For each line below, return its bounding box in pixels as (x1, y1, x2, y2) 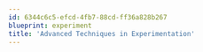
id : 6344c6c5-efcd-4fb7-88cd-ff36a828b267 (8, 12, 168, 22)
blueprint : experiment (8, 21, 92, 30)
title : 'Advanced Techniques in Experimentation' (8, 29, 196, 38)
